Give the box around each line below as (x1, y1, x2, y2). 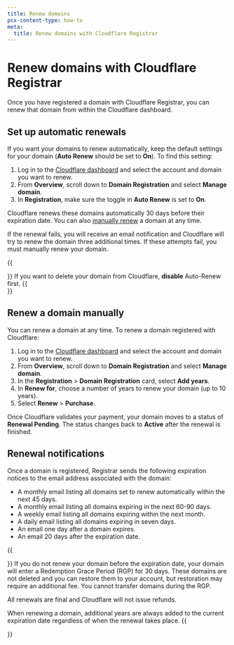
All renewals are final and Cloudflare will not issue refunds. (7, 595, 177, 604)
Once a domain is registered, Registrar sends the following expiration (7, 466, 207, 475)
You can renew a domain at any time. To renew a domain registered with (7, 325, 216, 334)
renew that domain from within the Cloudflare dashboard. (7, 106, 173, 114)
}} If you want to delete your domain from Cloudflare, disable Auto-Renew (7, 272, 221, 280)
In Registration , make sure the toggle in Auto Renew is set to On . (17, 196, 207, 203)
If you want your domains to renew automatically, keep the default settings (7, 144, 223, 153)
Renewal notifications (7, 448, 105, 460)
